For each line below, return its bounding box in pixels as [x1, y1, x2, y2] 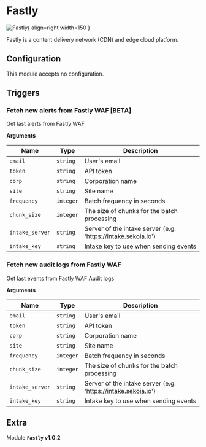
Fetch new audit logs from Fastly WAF [6, 260, 121, 269]
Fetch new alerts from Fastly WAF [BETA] [6, 106, 132, 115]
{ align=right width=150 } [27, 24, 91, 31]
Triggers [6, 88, 40, 98]
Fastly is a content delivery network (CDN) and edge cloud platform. [6, 36, 179, 43]
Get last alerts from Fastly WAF [6, 120, 85, 128]
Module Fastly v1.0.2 [6, 433, 61, 441]
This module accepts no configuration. [6, 70, 104, 77]
